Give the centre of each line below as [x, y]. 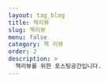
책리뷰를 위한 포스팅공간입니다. [58, 66]
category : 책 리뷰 [36, 45]
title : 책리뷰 [29, 23]
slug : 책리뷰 [27, 30]
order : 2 [22, 52]
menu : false [28, 37]
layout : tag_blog [37, 15]
